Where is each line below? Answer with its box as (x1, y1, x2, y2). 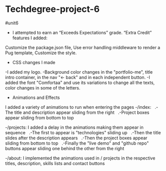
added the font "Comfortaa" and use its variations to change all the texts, (5, 80, 155, 85)
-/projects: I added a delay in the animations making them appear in (5, 124, 144, 130)
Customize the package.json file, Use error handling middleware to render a (5, 44, 161, 50)
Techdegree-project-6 (5, 3, 100, 15)
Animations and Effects (12, 94, 60, 100)
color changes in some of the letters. (5, 85, 81, 90)
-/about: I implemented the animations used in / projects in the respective (5, 155, 156, 161)
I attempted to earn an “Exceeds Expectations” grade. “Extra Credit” (12, 29, 152, 35)
